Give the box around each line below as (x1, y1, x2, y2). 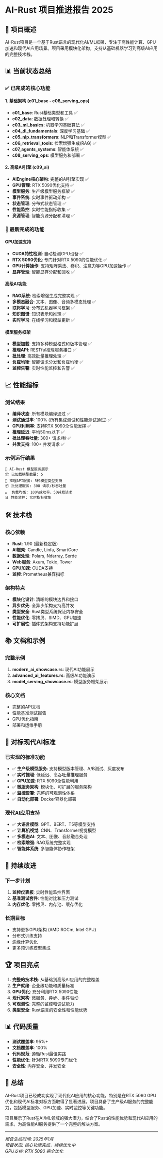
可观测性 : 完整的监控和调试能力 (12, 1001, 74, 1007)
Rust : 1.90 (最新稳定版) (12, 541, 58, 546)
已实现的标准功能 (5, 753, 45, 760)
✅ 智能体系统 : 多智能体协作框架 (12, 846, 75, 852)
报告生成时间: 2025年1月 (5, 1136, 54, 1142)
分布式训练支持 (12, 933, 42, 939)
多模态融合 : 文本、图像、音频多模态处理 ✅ (12, 299, 96, 305)
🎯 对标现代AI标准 (5, 738, 56, 746)
